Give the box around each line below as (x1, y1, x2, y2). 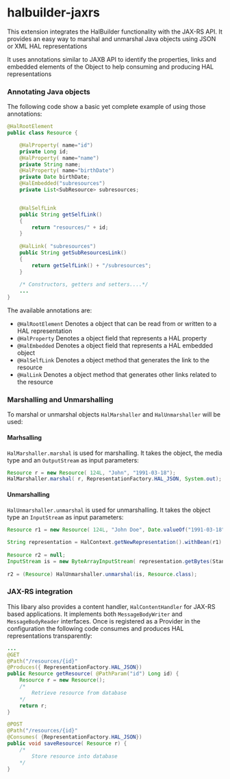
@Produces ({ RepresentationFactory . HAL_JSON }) (7, 664, 142, 671)
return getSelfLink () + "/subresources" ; (31, 262, 152, 269)
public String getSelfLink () (19, 211, 103, 218)
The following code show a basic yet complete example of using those (7, 103, 206, 111)
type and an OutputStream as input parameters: (7, 456, 139, 464)
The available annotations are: (7, 306, 92, 314)
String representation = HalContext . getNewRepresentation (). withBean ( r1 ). (7, 539, 225, 546)
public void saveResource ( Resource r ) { (7, 740, 127, 747)
